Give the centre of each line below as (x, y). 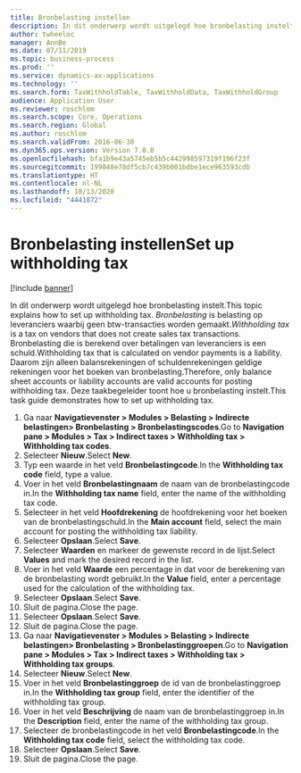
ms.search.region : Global (58, 126)
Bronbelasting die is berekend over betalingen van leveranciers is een (138, 343)
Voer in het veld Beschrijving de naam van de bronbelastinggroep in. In (154, 711)
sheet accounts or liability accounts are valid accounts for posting (131, 381)
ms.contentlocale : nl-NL (56, 184)
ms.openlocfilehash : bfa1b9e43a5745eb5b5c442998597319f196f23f (130, 158)
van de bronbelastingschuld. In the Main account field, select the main (152, 521)
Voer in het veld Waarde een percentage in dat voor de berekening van (154, 569)
